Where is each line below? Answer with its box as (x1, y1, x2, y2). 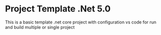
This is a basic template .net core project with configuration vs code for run (5, 19, 157, 25)
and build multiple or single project (5, 24, 75, 30)
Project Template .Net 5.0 (5, 3, 111, 14)
